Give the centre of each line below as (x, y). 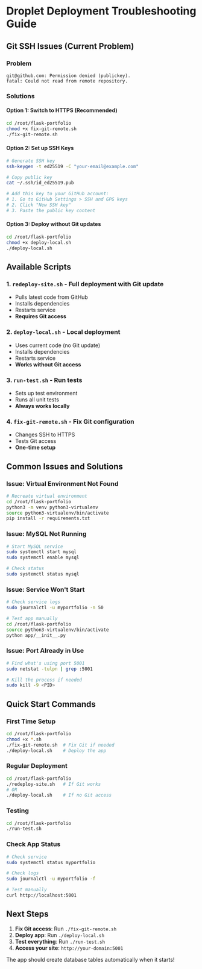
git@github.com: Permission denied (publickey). (68, 76)
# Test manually (27, 890)
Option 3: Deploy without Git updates (54, 224)
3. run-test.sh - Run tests (44, 380)
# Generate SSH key (31, 161)
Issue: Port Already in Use (45, 651)
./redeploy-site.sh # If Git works (54, 784)
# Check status (25, 569)
